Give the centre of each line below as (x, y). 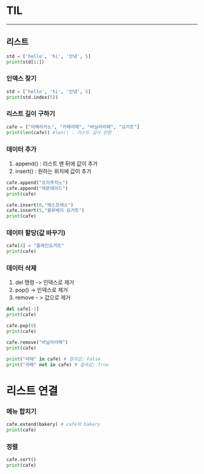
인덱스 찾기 (22, 78)
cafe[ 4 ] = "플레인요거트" (35, 246)
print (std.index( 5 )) (32, 97)
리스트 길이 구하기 (31, 114)
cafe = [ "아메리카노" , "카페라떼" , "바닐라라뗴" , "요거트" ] (73, 127)
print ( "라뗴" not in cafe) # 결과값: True (58, 365)
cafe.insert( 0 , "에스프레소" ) (40, 205)
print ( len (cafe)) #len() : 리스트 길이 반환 (59, 132)
